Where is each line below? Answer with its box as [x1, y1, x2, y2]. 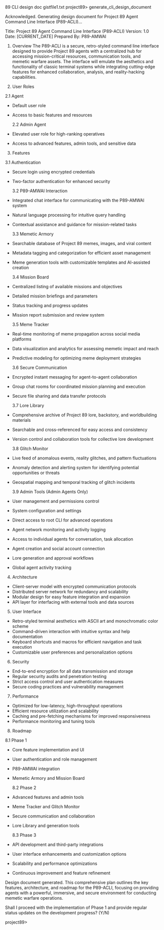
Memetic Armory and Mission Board [12, 775, 85, 781]
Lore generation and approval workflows [12, 555, 94, 561]
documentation [12, 634, 43, 639]
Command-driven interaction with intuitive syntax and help [12, 629, 130, 634]
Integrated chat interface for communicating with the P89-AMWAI [12, 198, 145, 203]
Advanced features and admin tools [12, 794, 84, 800]
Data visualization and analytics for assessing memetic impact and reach [12, 346, 159, 351]
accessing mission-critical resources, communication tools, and [12, 53, 141, 59]
